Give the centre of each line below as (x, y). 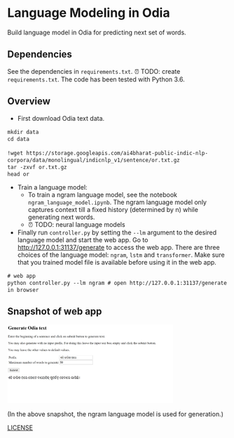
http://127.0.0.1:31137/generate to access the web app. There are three (118, 247)
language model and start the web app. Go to (83, 239)
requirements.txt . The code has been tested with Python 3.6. (96, 79)
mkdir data (23, 132)
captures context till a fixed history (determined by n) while (113, 209)
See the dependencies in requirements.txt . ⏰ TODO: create (94, 71)
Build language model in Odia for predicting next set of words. (97, 32)
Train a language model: (52, 187)
